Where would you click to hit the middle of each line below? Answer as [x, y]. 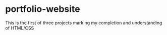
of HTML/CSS [20, 28]
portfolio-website [43, 9]
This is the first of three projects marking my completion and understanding [84, 23]
